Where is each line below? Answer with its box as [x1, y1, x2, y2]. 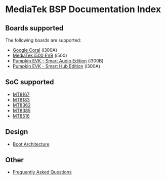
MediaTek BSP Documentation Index [5, 4, 161, 15]
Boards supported [5, 24, 64, 32]
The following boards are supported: [5, 37, 81, 43]
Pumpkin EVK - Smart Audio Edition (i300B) [12, 58, 104, 64]
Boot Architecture [12, 141, 50, 147]
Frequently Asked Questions [12, 169, 72, 175]
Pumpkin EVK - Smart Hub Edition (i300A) [12, 63, 100, 69]
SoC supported [5, 78, 54, 87]
